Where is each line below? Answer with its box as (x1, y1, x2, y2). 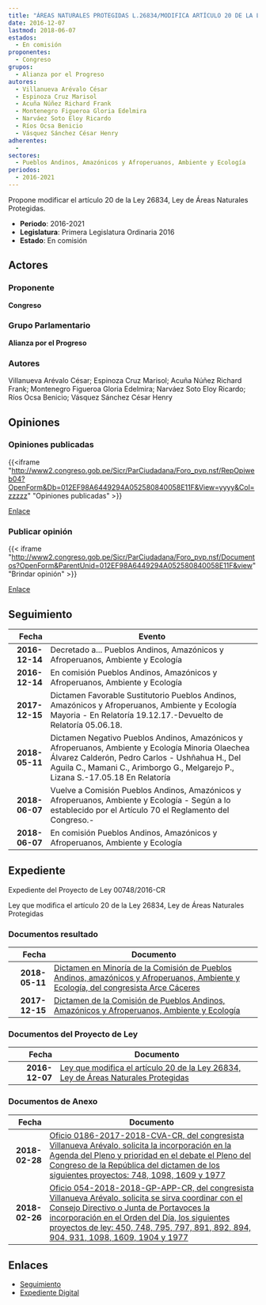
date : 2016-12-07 (8, 19, 66, 27)
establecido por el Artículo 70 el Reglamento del (50, 804, 230, 815)
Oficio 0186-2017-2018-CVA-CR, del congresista (49, 1129, 245, 1140)
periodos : (8, 166, 41, 174)
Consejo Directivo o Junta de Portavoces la (49, 1202, 211, 1213)
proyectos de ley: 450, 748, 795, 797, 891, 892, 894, (49, 1222, 252, 1233)
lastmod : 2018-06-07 (8, 26, 77, 34)
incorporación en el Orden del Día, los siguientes (49, 1212, 230, 1223)
